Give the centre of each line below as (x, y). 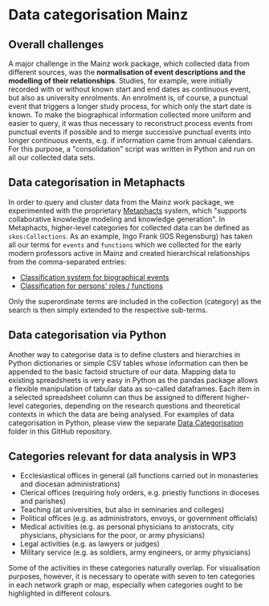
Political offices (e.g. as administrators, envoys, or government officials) (139, 519)
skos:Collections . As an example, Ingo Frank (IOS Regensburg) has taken (130, 236)
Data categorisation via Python (88, 335)
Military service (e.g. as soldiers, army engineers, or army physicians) (135, 552)
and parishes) (43, 501)
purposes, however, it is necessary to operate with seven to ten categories (132, 576)
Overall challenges (56, 45)
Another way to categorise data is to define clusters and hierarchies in (124, 354)
